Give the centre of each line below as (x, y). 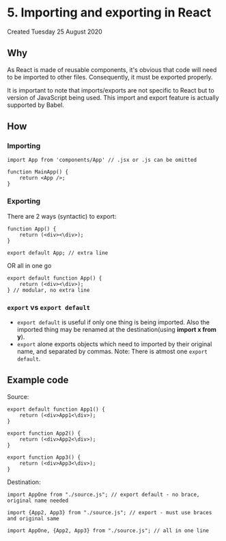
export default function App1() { (56, 409)
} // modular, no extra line (48, 290)
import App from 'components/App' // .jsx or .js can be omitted (102, 160)
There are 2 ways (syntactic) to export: (62, 216)
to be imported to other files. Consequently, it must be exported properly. (110, 77)
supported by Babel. (36, 105)
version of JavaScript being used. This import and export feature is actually (113, 97)
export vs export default (49, 307)
